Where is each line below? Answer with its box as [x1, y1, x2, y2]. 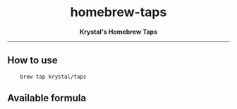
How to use [7, 54, 58, 67]
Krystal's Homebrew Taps [80, 27, 157, 36]
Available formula [7, 92, 87, 104]
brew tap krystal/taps [20, 73, 87, 80]
